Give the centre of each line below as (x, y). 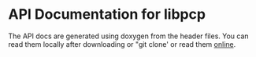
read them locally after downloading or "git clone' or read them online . (122, 44)
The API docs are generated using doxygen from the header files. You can (129, 36)
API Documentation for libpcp (107, 14)
